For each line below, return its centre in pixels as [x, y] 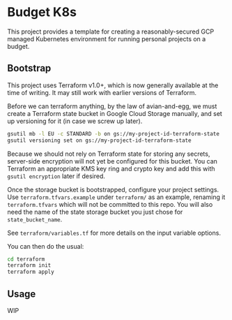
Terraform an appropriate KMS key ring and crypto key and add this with [111, 168]
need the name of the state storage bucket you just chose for [95, 212]
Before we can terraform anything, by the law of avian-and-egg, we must [112, 106]
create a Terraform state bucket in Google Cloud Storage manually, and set [115, 113]
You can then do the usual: [46, 246]
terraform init [29, 266]
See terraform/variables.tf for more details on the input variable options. [114, 233]
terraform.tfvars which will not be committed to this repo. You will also [110, 204]
